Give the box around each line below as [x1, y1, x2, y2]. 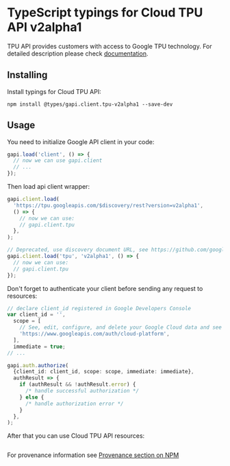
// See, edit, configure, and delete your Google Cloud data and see [19, 324, 222, 331]
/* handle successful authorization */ [25, 388, 139, 395]
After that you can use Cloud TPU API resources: [7, 432, 145, 440]
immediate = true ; [13, 343, 66, 350]
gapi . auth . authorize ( [7, 362, 69, 369]
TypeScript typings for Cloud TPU [7, 5, 203, 21]
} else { [19, 393, 44, 401]
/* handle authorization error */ [25, 400, 125, 407]
